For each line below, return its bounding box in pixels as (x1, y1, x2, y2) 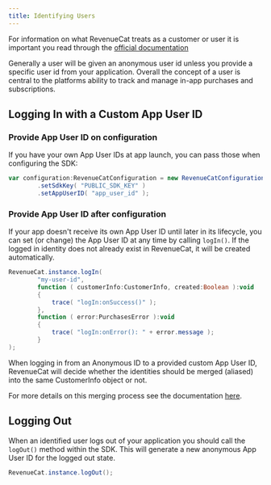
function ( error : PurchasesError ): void (37, 313, 175, 322)
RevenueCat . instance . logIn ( (8, 268, 103, 276)
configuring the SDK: (8, 158, 78, 168)
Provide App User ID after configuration (8, 208, 167, 219)
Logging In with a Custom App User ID (8, 108, 203, 121)
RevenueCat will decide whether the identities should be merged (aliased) (8, 366, 254, 376)
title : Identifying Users (8, 11, 95, 20)
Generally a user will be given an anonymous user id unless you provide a (8, 58, 253, 68)
